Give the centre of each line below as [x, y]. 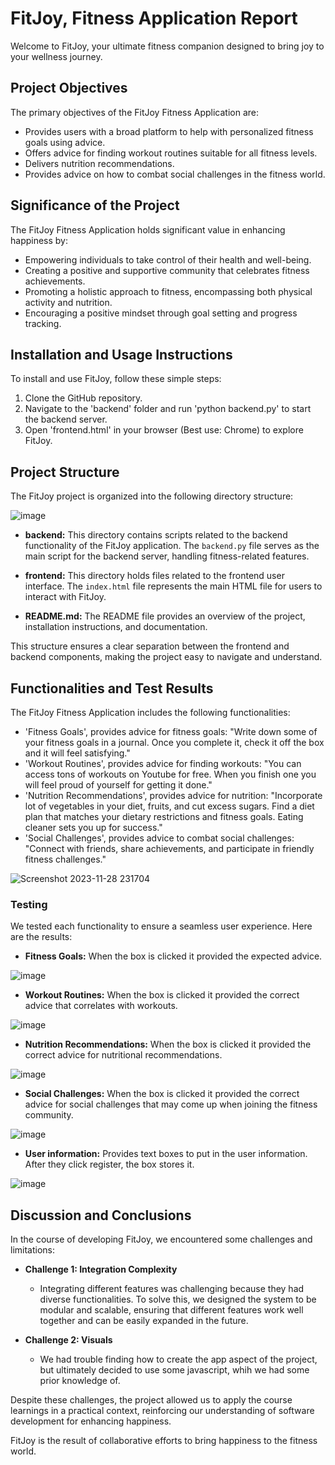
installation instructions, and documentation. [116, 627]
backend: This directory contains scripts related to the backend [156, 535]
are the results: [41, 937]
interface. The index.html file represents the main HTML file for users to [173, 586]
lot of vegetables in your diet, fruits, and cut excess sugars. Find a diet [169, 806]
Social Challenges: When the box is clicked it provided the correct [162, 1094]
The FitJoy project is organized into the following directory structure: [152, 496]
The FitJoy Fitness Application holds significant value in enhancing [148, 229]
